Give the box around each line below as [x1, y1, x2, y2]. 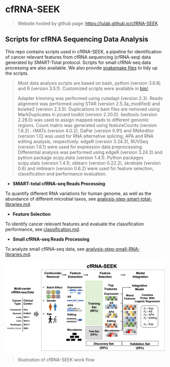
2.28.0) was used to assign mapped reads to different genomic [17, 117, 149, 123]
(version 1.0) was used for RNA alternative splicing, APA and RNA [17, 133, 154, 139]
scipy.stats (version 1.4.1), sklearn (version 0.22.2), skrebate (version [17, 160, 161, 166]
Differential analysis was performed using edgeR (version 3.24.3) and [17, 149, 163, 155]
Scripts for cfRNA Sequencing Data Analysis [5, 35, 148, 44]
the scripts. [5, 70, 29, 76]
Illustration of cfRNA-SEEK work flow [17, 357, 95, 363]
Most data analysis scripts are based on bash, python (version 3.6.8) [17, 80, 161, 86]
